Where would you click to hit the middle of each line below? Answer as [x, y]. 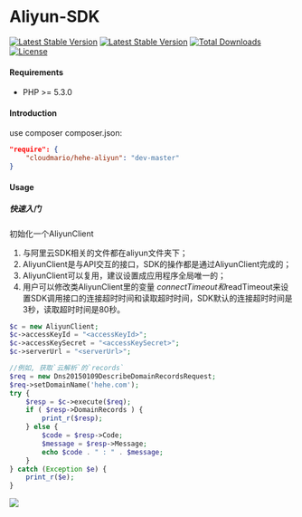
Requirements [37, 72]
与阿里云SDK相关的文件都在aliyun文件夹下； [105, 253]
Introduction [33, 113]
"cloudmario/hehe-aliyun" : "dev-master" [103, 158]
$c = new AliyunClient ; [54, 326]
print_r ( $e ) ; [50, 477]
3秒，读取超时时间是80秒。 [73, 309]
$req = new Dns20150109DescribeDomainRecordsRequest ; [113, 376]
